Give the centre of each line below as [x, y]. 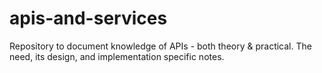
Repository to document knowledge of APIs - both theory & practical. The [160, 46]
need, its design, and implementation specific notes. [117, 56]
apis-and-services [88, 18]
